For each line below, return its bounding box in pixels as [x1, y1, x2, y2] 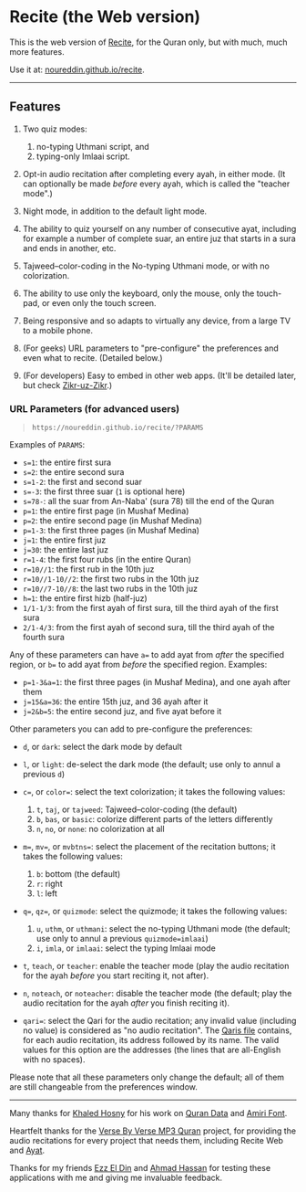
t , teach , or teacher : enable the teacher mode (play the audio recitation [22, 961, 290, 972]
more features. [9, 46, 66, 57]
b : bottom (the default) [36, 869, 121, 880]
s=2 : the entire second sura [22, 467, 125, 478]
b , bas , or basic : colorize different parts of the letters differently [36, 814, 273, 825]
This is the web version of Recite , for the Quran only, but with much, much [9, 37, 289, 47]
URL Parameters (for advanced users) [9, 402, 180, 415]
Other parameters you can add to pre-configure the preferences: [9, 723, 253, 734]
